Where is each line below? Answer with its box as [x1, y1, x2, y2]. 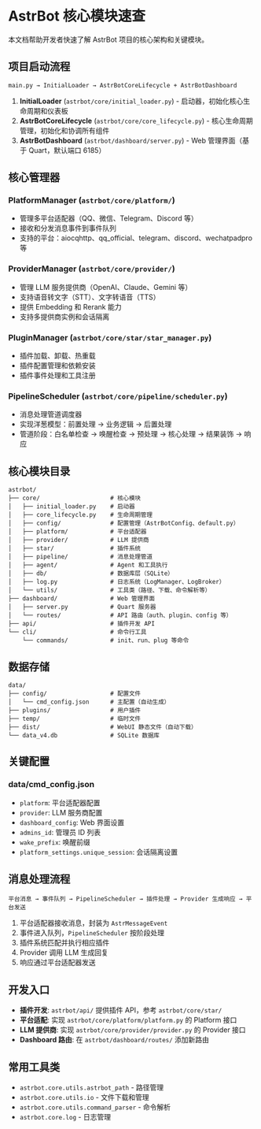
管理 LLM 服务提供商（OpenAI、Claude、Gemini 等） [19, 282, 193, 292]
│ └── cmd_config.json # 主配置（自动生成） [8, 698, 171, 706]
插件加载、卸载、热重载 [19, 351, 96, 361]
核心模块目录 [8, 464, 71, 477]
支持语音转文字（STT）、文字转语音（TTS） [19, 292, 160, 302]
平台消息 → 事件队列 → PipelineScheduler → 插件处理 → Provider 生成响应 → [8, 895, 243, 903]
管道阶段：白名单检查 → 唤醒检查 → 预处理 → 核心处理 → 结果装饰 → [19, 429, 243, 439]
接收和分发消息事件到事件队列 [19, 224, 116, 233]
